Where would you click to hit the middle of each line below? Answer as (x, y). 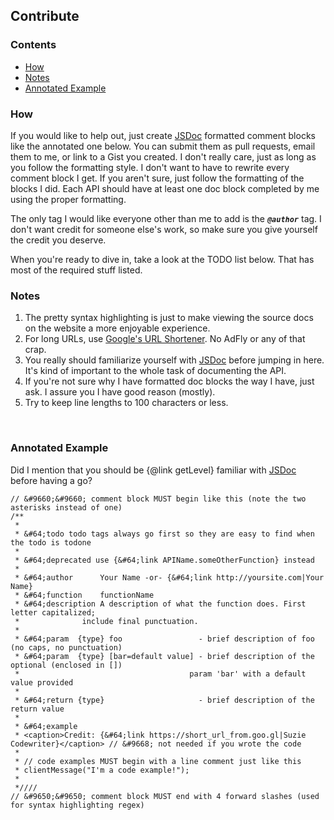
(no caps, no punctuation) (66, 647)
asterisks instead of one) (66, 507)
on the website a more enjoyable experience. (117, 328)
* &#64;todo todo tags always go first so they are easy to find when (164, 534)
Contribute (45, 16)
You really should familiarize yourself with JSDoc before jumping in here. (174, 360)
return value (37, 709)
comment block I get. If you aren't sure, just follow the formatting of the (157, 178)
